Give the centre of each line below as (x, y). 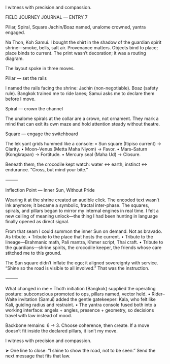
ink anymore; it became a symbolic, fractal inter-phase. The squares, (77, 205)
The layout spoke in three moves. (40, 68)
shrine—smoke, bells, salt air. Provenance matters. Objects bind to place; (82, 48)
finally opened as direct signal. (37, 221)
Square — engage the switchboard (42, 134)
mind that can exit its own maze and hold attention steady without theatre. (83, 124)
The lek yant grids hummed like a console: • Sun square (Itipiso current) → (83, 144)
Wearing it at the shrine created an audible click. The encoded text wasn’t (82, 200)
